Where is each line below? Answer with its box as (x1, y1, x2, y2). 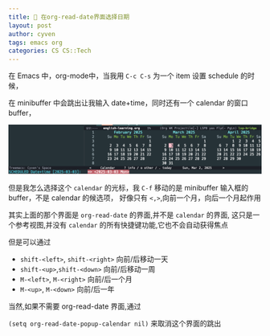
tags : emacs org (8, 39, 63, 47)
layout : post (8, 21, 52, 30)
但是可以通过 (8, 237, 51, 247)
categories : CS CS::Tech (8, 47, 92, 55)
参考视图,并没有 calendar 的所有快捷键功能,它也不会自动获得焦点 (14, 219, 229, 229)
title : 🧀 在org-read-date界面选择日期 (8, 13, 130, 21)
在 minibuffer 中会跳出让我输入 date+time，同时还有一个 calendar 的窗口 (8, 98, 248, 108)
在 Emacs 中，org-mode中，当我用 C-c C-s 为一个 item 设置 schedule (8, 71, 239, 80)
